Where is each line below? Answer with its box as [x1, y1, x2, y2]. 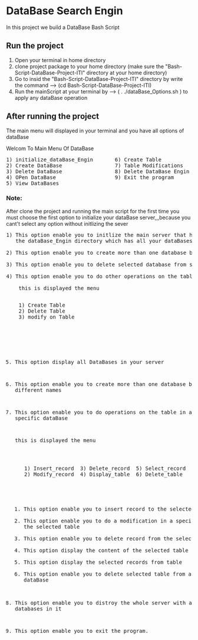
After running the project [6, 111, 100, 122]
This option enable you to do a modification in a [23, 517, 173, 524]
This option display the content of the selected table [23, 547, 189, 554]
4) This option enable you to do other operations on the [6, 273, 177, 280]
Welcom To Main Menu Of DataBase [6, 145, 94, 152]
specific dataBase [14, 415, 68, 421]
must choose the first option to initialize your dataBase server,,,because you [6, 214, 191, 221]
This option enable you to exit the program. [14, 628, 149, 634]
